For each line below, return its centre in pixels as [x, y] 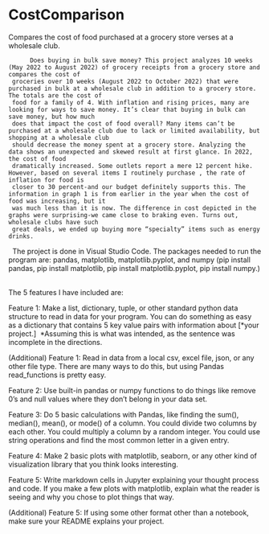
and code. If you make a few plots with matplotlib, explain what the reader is [134, 488]
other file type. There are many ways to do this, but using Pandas [116, 366]
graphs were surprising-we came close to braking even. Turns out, [124, 215]
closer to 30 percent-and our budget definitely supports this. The [129, 187]
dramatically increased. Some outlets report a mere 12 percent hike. [132, 166]
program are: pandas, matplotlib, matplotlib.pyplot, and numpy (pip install [130, 260]
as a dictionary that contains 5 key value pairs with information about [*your [134, 325]
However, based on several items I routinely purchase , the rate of [127, 173]
